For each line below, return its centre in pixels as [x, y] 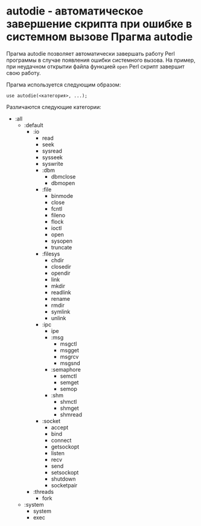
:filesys [51, 254]
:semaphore [66, 369]
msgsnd [70, 363]
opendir [61, 273]
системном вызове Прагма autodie [100, 37]
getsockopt [65, 447]
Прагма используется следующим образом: [64, 84]
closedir [61, 266]
